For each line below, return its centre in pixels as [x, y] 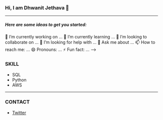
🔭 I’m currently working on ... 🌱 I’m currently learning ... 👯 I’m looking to [76, 37]
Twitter [19, 112]
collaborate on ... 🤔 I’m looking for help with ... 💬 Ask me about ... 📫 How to [80, 42]
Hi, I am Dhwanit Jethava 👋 [37, 8]
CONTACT [17, 102]
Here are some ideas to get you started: [46, 24]
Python [19, 80]
